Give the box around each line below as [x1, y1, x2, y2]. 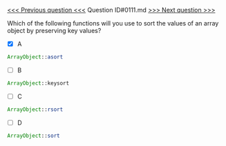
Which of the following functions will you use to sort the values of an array [7, 19, 219, 27]
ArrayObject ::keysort [7, 80, 70, 87]
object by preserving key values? [7, 27, 102, 34]
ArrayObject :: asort [7, 54, 64, 61]
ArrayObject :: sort [7, 132, 60, 139]
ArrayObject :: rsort [7, 106, 64, 113]
